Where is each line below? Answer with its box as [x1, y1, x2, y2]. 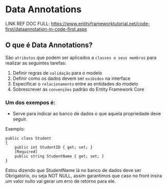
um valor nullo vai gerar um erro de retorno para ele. [5, 178, 116, 184]
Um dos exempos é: [5, 99, 56, 106]
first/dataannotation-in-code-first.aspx [5, 26, 87, 32]
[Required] [14, 150, 38, 155]
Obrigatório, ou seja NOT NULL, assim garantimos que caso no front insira [5, 173, 162, 179]
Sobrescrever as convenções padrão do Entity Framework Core [12, 86, 144, 92]
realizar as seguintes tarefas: [5, 60, 67, 66]
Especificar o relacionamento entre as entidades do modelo [12, 80, 138, 87]
